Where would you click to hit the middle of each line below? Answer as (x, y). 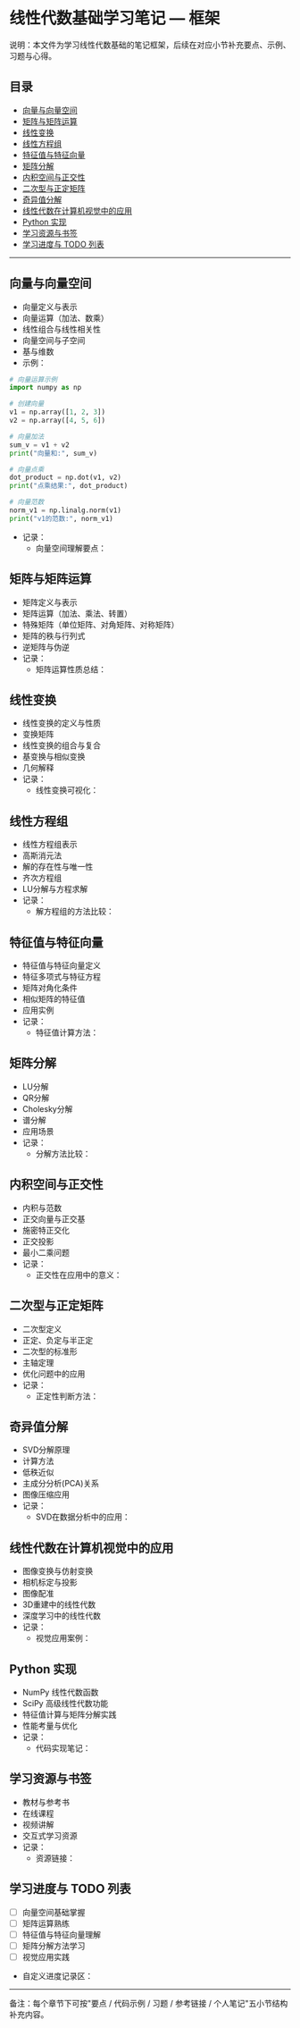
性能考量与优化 (50, 1725)
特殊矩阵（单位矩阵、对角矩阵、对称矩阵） (100, 624)
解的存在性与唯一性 (58, 867)
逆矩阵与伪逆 (46, 647)
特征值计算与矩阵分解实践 (69, 1714)
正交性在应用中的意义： (79, 1275)
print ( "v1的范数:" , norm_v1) (62, 518)
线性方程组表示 (50, 845)
